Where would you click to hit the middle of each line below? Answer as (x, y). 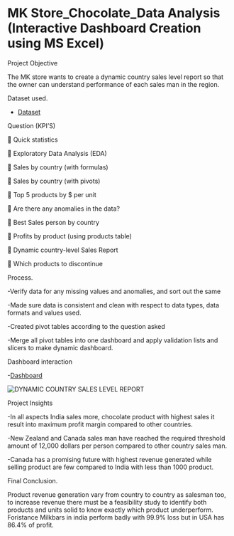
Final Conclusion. (33, 480)
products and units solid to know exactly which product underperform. (111, 510)
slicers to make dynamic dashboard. (60, 347)
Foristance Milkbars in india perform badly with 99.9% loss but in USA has (116, 517)
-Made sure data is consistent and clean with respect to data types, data (113, 305)
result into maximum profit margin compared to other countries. (100, 424)
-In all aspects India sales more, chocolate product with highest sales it (111, 416)
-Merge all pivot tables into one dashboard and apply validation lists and (113, 340)
